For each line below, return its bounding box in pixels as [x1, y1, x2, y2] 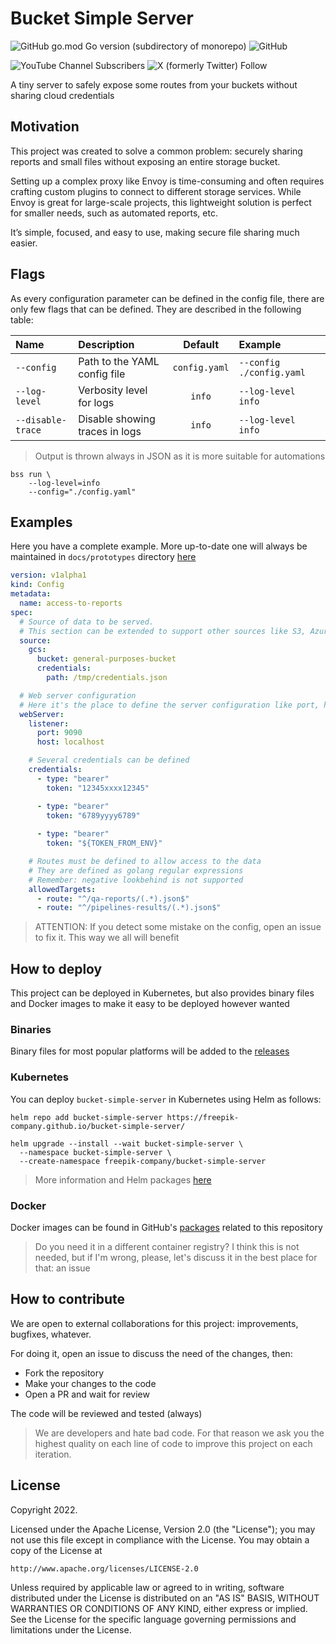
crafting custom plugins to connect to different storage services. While [10, 185, 302, 197]
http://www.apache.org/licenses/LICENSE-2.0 [10, 1563, 199, 1574]
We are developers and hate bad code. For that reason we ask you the [34, 1427, 325, 1439]
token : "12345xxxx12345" [46, 783, 150, 793]
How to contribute [10, 1291, 126, 1308]
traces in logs [78, 424, 142, 438]
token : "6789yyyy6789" [46, 810, 141, 821]
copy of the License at [10, 1544, 103, 1556]
